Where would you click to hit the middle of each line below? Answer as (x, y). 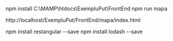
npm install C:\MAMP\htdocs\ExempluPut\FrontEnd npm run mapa (86, 9)
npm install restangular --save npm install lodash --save (74, 31)
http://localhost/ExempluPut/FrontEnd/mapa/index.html (73, 20)
